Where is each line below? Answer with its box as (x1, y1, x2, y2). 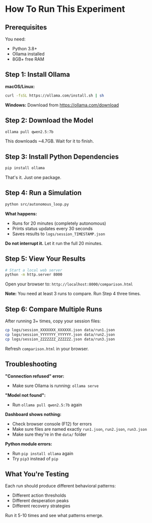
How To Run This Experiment (5, 3, 125, 15)
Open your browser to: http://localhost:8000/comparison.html (5, 281, 133, 287)
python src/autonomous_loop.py (5, 202, 69, 207)
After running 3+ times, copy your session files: (5, 318, 101, 324)
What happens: (5, 210, 37, 216)
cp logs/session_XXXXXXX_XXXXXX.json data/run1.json (5, 328, 115, 333)
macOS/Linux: (5, 83, 35, 89)
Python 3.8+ (12, 46, 38, 51)
